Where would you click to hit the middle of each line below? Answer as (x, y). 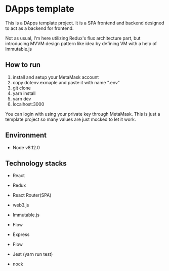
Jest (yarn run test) (33, 254)
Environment (26, 135)
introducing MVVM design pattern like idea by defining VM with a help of (81, 43)
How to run (23, 65)
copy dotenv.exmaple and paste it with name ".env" (66, 82)
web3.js (21, 205)
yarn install (24, 93)
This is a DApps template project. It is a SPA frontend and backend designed (85, 23)
